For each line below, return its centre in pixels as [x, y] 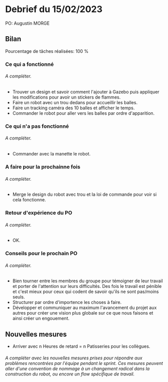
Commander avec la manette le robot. [51, 154]
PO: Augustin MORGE [28, 23]
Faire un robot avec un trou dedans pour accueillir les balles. [75, 102]
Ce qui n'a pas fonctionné [37, 126]
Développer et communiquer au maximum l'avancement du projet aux [85, 308]
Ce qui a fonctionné [30, 64]
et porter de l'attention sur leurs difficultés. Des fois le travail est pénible [87, 286]
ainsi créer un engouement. [41, 319]
